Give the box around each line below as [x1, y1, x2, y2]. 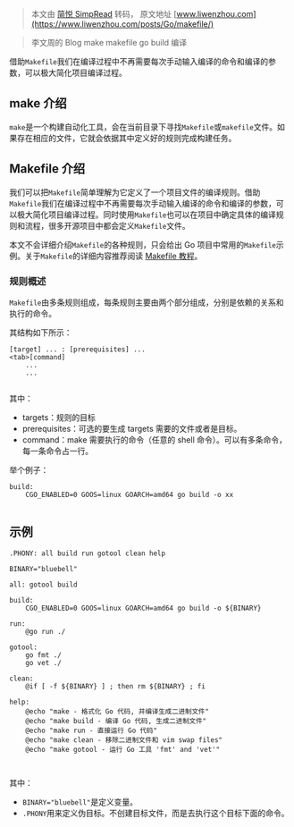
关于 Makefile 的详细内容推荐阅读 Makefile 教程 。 [24, 250, 203, 261]
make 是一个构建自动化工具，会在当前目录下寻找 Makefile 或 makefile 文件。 [9, 121, 278, 132]
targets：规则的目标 [21, 411, 96, 423]
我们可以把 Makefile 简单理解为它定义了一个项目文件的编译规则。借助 [9, 187, 261, 198]
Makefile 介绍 [9, 161, 86, 177]
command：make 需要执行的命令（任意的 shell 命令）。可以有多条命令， [21, 434, 288, 445]
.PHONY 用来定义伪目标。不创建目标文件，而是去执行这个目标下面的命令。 [21, 807, 290, 818]
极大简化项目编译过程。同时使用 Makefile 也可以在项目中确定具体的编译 [16, 209, 277, 220]
